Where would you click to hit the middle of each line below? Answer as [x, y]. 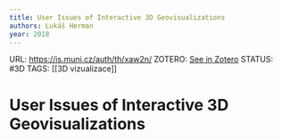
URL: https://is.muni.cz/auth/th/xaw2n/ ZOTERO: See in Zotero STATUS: [141, 60]
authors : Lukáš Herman [51, 26]
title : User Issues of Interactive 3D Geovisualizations [117, 17]
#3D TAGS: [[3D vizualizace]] [63, 69]
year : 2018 [29, 34]
